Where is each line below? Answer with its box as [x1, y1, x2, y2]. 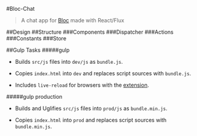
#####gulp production [6, 93, 63, 100]
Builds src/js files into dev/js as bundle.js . [14, 58, 124, 65]
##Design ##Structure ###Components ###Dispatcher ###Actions [6, 28, 174, 36]
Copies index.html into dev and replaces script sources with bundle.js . [14, 70, 192, 77]
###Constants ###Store [6, 35, 67, 42]
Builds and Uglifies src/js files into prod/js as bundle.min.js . [14, 105, 167, 112]
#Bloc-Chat [6, 5, 35, 12]
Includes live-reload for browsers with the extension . [14, 81, 149, 88]
